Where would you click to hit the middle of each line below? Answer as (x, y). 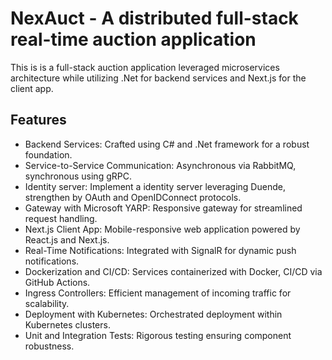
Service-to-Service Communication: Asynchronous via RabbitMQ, (160, 165)
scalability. (47, 303)
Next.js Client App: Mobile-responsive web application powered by (162, 229)
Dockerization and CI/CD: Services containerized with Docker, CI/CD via (173, 271)
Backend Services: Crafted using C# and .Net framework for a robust (167, 144)
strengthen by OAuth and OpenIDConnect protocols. (133, 197)
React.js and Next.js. (67, 239)
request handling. (61, 218)
